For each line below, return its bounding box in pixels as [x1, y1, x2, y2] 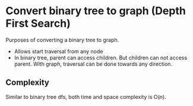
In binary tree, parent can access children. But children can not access [14, 54, 188, 61]
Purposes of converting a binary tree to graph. [5, 36, 119, 43]
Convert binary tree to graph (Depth [5, 4, 186, 18]
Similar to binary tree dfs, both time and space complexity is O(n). [5, 93, 167, 100]
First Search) [5, 17, 71, 30]
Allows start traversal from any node [14, 47, 103, 54]
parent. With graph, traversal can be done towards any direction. [14, 60, 173, 68]
